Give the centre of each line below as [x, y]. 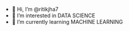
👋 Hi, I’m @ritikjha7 [35, 9]
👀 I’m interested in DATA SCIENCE [53, 15]
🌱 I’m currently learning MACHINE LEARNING [67, 22]
